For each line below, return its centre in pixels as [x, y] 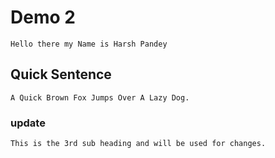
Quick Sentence [61, 74]
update [28, 123]
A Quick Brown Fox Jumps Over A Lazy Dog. [100, 97]
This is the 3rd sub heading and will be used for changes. [138, 144]
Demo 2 [43, 17]
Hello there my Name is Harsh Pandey [89, 44]
